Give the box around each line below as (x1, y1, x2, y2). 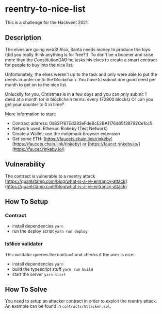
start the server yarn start (12, 271, 66, 277)
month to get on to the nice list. (5, 82, 67, 87)
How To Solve (5, 285, 48, 294)
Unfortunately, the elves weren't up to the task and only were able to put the (5, 71, 158, 77)
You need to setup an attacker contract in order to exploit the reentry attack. (5, 298, 158, 304)
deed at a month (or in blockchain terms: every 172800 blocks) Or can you (5, 96, 154, 102)
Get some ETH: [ (12, 136, 46, 141)
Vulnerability (5, 160, 45, 169)
